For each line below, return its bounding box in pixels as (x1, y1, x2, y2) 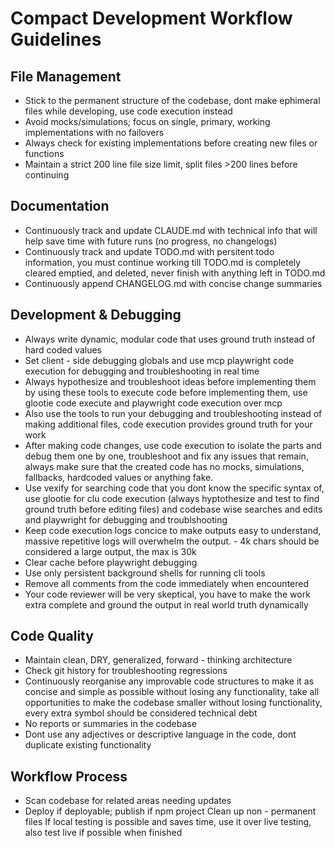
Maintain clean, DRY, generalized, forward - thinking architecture (24, 654, 293, 666)
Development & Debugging (10, 307, 182, 324)
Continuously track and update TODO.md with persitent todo (24, 245, 275, 257)
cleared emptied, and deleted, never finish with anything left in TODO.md (24, 267, 326, 279)
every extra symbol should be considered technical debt (24, 707, 258, 719)
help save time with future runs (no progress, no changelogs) (24, 235, 278, 247)
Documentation (10, 198, 110, 215)
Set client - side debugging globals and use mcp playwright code (24, 354, 295, 366)
